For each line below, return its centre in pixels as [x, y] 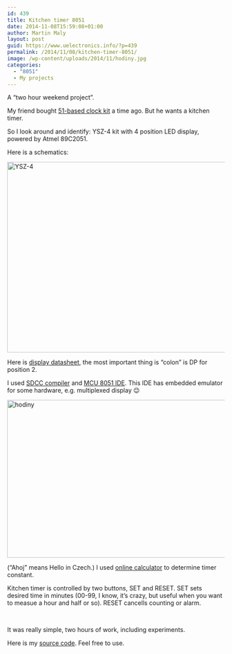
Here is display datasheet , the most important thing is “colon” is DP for [107, 362]
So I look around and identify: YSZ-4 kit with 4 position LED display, [103, 131]
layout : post [26, 39]
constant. [21, 575]
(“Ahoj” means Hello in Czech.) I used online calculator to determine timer [112, 568]
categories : [24, 65]
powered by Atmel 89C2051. [48, 139]
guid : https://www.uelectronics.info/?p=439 [72, 46]
